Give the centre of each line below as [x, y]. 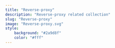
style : [12, 28]
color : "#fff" [29, 38]
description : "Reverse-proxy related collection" [58, 14]
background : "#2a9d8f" [38, 33]
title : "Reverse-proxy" [30, 10]
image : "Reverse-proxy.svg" [34, 24]
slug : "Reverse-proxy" [29, 19]
